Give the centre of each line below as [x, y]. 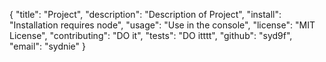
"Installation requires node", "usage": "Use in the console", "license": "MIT [162, 25]
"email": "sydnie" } [48, 46]
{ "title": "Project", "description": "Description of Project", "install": [145, 14]
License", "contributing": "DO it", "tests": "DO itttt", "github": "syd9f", [151, 35]
